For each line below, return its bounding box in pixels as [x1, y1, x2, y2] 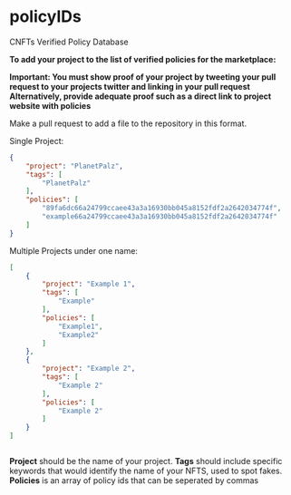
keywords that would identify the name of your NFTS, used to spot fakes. [9, 465, 283, 477]
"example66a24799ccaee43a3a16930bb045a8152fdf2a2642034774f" [42, 212, 278, 221]
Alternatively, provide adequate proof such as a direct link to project [9, 91, 272, 102]
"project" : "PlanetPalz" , [25, 161, 124, 170]
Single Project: [9, 135, 64, 146]
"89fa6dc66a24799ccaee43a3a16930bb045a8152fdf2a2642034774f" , [42, 204, 282, 213]
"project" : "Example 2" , [42, 364, 136, 374]
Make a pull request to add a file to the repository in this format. [9, 118, 247, 129]
